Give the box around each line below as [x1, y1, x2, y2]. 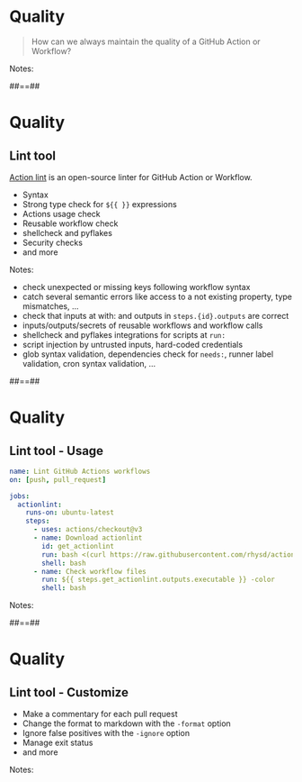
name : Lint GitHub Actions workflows [9, 467, 151, 476]
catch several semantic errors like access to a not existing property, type [22, 291, 293, 302]
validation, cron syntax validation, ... [22, 358, 156, 368]
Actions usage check [22, 208, 101, 219]
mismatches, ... [22, 300, 79, 312]
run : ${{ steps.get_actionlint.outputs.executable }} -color [41, 575, 276, 585]
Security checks [22, 237, 84, 248]
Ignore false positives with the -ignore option [22, 728, 191, 739]
